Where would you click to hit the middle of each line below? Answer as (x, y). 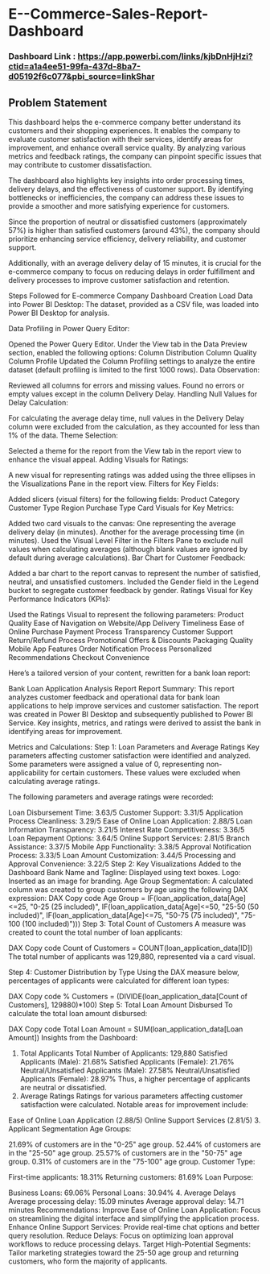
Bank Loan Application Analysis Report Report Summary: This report (121, 688)
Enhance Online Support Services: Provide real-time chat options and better (134, 1226)
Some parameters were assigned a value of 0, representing (106, 764)
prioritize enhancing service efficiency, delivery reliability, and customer (127, 239)
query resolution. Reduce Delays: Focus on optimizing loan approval (121, 1235)
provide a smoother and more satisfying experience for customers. (119, 205)
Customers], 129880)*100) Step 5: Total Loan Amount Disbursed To (121, 1005)
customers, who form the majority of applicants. (88, 1261)
